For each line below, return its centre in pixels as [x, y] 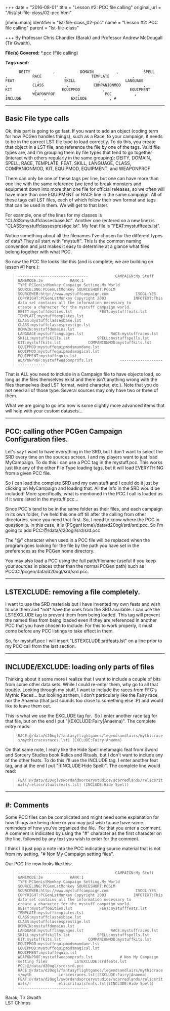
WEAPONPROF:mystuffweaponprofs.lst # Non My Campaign [88, 957]
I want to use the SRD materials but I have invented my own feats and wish [83, 604]
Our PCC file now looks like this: [39, 864]
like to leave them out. [28, 706]
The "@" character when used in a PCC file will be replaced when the [78, 540]
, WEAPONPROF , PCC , [71, 94]
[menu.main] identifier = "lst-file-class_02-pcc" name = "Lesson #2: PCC [81, 23]
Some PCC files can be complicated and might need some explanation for [82, 817]
